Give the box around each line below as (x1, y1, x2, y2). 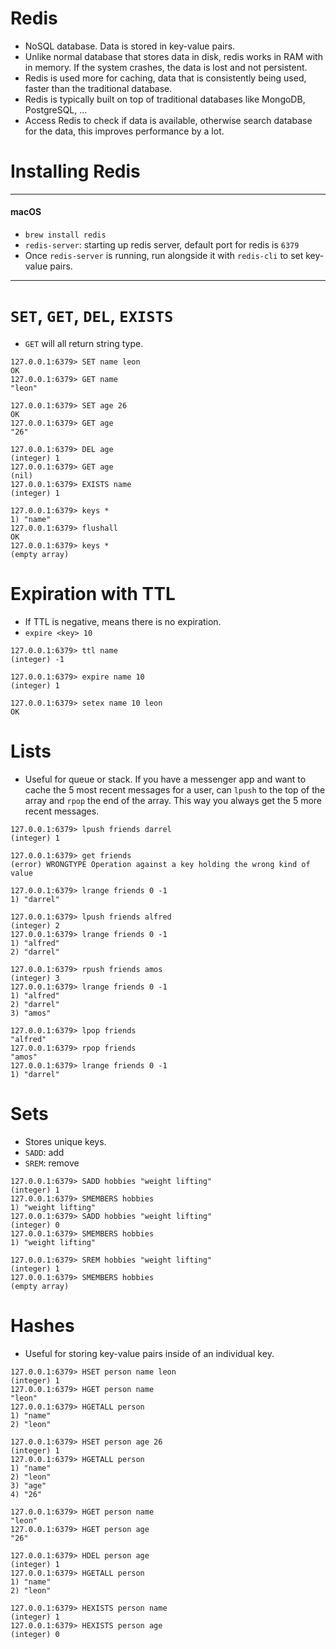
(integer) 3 (10, 973, 60, 983)
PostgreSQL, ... (24, 103, 88, 116)
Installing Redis (10, 160, 141, 183)
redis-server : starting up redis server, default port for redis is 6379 (24, 239, 300, 251)
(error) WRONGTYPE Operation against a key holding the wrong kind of (10, 859, 311, 869)
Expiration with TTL (10, 583, 176, 606)
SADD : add (24, 1146, 65, 1158)
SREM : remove (24, 1157, 80, 1169)
